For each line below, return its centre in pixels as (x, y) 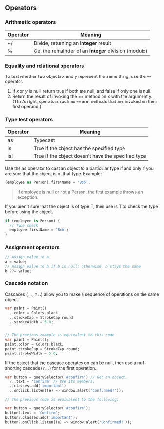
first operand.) (27, 106)
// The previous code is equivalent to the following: (62, 400)
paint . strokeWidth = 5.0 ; (31, 353)
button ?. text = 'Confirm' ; (32, 413)
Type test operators (29, 119)
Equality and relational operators (45, 66)
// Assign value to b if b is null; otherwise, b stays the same (73, 266)
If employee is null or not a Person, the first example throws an (80, 192)
